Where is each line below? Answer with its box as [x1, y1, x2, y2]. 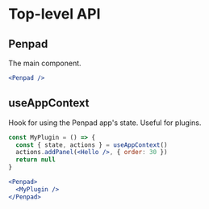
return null [15, 156, 56, 164]
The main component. [8, 58, 82, 68]
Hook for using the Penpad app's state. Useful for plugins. [8, 118, 202, 127]
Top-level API [8, 5, 101, 23]
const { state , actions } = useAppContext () [15, 140, 168, 149]
